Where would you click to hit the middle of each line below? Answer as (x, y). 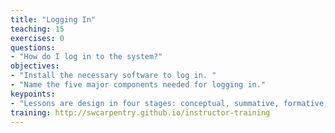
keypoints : (33, 94)
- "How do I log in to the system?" (86, 57)
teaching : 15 (37, 29)
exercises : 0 (37, 38)
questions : (33, 47)
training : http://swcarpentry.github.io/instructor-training (140, 112)
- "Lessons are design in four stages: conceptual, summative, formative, (169, 103)
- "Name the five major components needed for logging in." (138, 85)
